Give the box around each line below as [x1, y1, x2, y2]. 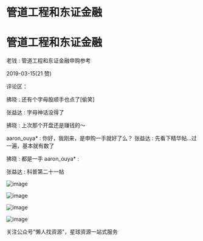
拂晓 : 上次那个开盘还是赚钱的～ [6, 122, 86, 129]
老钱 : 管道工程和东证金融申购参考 [6, 57, 91, 65]
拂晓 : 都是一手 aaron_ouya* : [6, 155, 79, 162]
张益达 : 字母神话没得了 [6, 109, 64, 116]
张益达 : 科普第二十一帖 [6, 168, 64, 175]
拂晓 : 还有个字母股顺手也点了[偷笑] [6, 96, 95, 103]
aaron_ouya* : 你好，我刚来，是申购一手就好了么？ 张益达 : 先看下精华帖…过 [6, 134, 198, 142]
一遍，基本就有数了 [6, 142, 55, 150]
